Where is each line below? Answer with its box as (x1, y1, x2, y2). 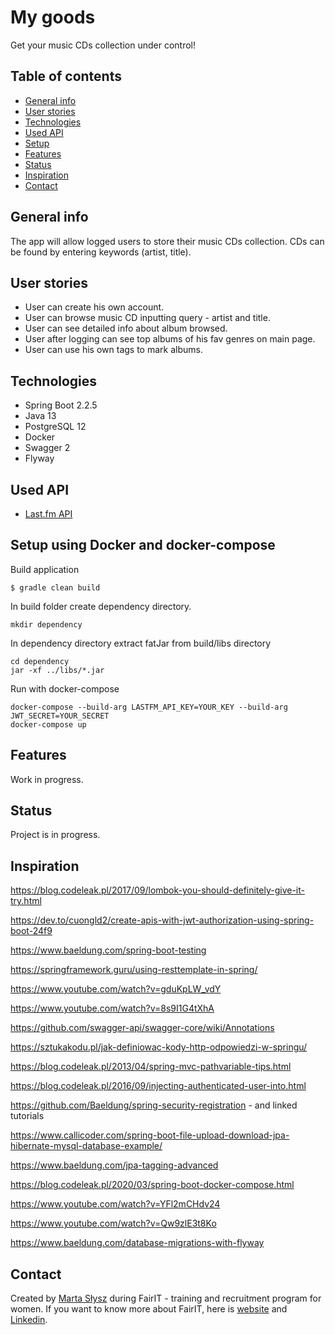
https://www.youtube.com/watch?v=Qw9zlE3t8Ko (10, 1217, 217, 1230)
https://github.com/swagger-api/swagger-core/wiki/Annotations (10, 1022, 275, 1034)
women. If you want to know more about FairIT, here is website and (10, 1303, 288, 1315)
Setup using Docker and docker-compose (10, 537, 276, 554)
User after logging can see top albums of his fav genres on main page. (24, 333, 316, 345)
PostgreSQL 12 (24, 421, 87, 433)
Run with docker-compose (10, 682, 120, 695)
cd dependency (10, 656, 70, 666)
